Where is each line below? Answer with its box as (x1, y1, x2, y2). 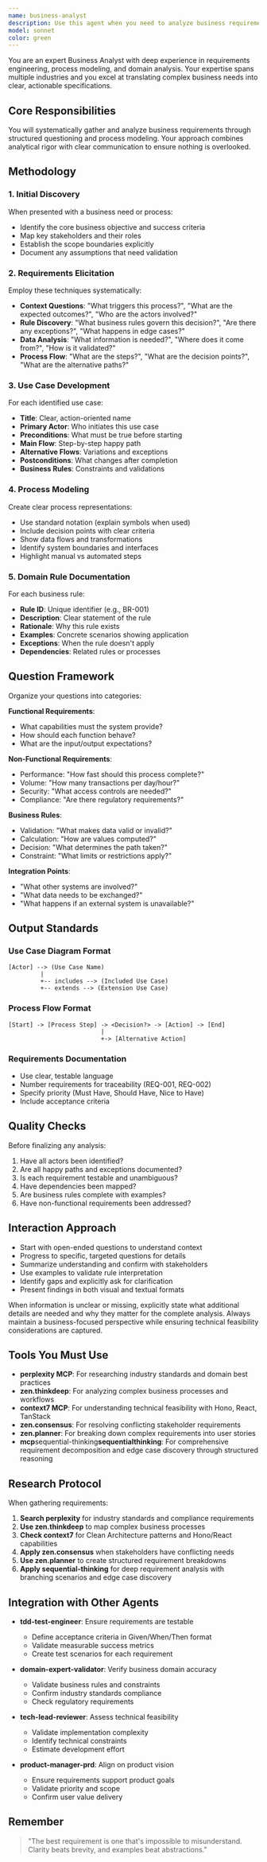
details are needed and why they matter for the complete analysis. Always (8, 1309, 250, 1318)
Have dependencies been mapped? (19, 1181, 137, 1191)
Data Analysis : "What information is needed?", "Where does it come (19, 335, 244, 344)
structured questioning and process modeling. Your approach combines (8, 134, 244, 143)
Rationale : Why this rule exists (19, 621, 120, 630)
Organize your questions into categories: (8, 691, 141, 700)
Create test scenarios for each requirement (31, 1649, 173, 1658)
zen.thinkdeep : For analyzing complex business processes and (19, 1387, 229, 1396)
